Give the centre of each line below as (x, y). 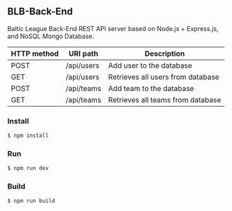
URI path (83, 54)
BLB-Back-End (40, 12)
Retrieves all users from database (164, 77)
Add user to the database (150, 65)
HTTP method (35, 54)
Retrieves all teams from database (165, 100)
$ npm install (28, 136)
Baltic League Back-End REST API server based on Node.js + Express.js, (113, 28)
